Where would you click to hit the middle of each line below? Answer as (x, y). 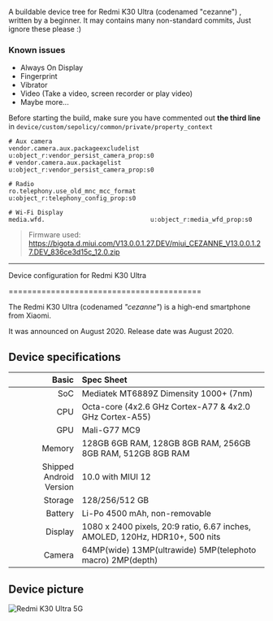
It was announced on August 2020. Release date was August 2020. (121, 332)
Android (59, 477)
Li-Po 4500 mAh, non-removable (146, 514)
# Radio (22, 185)
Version (59, 487)
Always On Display (52, 67)
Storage (59, 501)
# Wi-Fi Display (36, 213)
